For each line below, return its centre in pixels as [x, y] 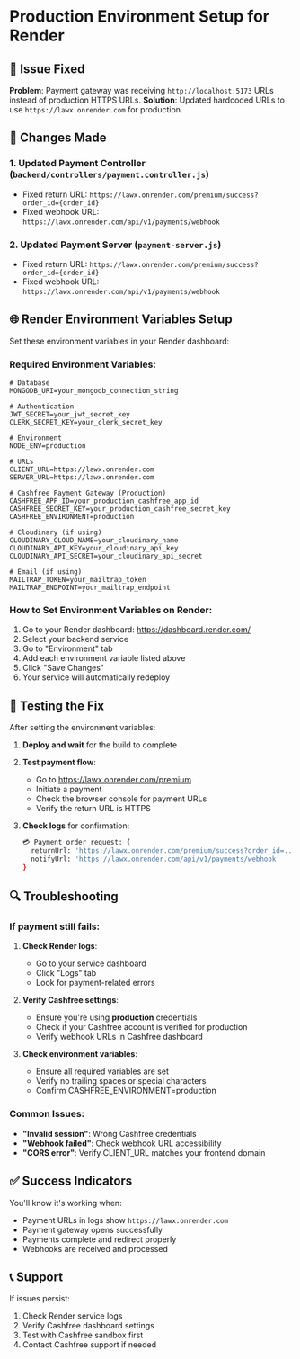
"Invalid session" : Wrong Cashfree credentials [110, 1133]
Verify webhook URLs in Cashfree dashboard [119, 1037]
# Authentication [42, 407]
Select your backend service [75, 639]
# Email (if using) [46, 572]
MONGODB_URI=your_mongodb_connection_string [94, 391]
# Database [30, 383]
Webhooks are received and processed [95, 1248]
